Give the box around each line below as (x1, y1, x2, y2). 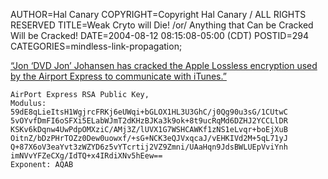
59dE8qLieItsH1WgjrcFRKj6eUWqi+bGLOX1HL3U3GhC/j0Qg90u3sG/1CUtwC (10, 107, 288, 117)
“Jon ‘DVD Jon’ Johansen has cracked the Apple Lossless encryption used (10, 60, 318, 71)
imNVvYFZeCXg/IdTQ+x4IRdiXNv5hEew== (10, 151, 163, 161)
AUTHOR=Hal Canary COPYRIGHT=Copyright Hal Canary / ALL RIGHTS (10, 9, 307, 20)
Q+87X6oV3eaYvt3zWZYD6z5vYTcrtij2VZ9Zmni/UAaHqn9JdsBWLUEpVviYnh (10, 142, 288, 152)
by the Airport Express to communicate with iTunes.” (10, 70, 227, 82)
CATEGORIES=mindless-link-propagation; (10, 40, 183, 52)
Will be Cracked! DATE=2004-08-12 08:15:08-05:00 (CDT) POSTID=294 (10, 30, 309, 41)
